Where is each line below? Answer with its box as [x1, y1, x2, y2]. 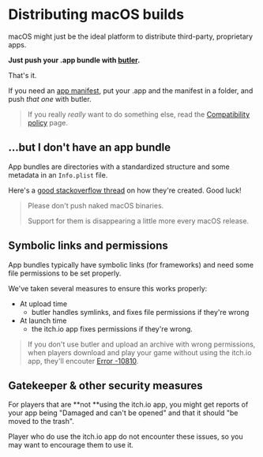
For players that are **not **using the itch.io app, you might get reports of [8, 400, 249, 410]
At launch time [19, 316, 67, 325]
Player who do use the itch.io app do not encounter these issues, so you [8, 432, 243, 441]
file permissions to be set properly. [8, 268, 122, 278]
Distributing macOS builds [8, 6, 184, 24]
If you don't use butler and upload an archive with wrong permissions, [27, 339, 256, 349]
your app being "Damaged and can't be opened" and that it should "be [8, 408, 239, 418]
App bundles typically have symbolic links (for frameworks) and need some [8, 260, 254, 269]
